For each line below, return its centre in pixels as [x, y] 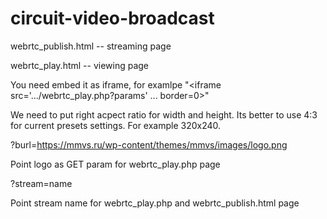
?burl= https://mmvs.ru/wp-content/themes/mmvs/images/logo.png [149, 144]
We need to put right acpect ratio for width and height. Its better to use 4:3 [164, 114]
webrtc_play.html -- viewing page [80, 65]
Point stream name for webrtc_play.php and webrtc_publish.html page [155, 203]
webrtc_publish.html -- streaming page [91, 46]
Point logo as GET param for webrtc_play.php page [115, 164]
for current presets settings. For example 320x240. [116, 125]
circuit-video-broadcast [112, 18]
